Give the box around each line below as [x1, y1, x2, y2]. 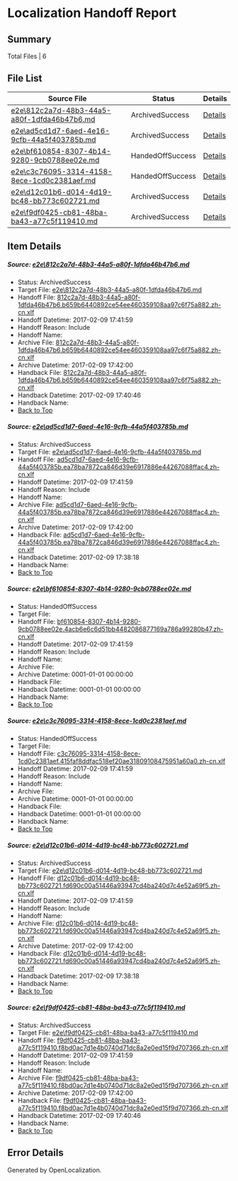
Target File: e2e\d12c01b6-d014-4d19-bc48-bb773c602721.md [17, 866, 203, 875]
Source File [47, 94, 87, 103]
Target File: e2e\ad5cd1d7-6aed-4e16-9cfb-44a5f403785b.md [17, 448, 202, 457]
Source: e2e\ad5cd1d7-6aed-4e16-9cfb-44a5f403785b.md [7, 422, 188, 430]
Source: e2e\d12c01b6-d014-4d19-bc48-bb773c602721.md [7, 841, 189, 849]
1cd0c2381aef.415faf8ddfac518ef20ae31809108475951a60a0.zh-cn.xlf [17, 757, 225, 766]
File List [7, 72, 42, 84]
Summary [7, 33, 52, 45]
